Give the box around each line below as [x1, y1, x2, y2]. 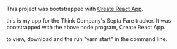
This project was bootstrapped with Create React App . [6, 6, 144, 12]
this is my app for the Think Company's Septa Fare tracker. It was [6, 17, 171, 24]
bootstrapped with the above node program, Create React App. [6, 24, 166, 31]
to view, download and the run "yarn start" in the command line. [6, 36, 168, 42]
